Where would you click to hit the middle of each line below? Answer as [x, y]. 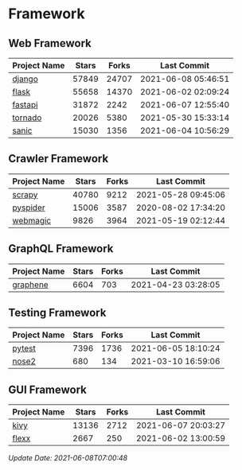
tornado [27, 118]
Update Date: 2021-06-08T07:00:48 [68, 458]
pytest [24, 348]
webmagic [32, 220]
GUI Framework [48, 389]
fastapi [25, 105]
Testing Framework [57, 313]
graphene [31, 285]
